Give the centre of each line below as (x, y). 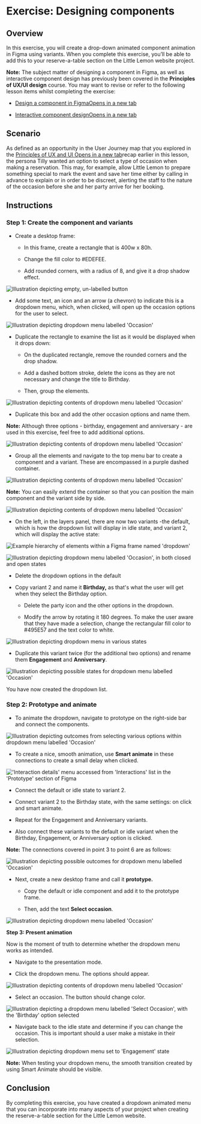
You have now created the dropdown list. (57, 689)
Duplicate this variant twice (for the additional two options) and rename (103, 653)
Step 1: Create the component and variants (70, 223)
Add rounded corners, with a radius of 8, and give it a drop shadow (107, 271)
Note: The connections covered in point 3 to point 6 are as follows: (89, 849)
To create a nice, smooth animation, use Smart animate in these (94, 754)
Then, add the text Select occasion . (68, 909)
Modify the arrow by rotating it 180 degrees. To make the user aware (109, 617)
